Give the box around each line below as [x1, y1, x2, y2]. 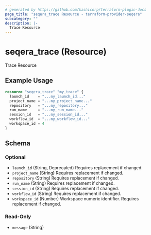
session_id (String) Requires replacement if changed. [12, 186, 119, 192]
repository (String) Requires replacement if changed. [12, 175, 119, 181]
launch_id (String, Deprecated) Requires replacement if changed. [12, 165, 143, 171]
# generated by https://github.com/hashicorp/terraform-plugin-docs [5, 7, 147, 12]
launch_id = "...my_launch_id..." [9, 94, 86, 99]
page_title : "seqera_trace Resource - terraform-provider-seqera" [5, 12, 142, 17]
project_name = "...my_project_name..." [9, 98, 92, 103]
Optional [5, 154, 26, 161]
